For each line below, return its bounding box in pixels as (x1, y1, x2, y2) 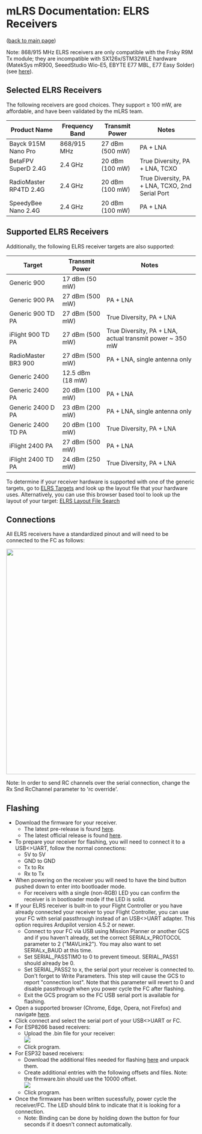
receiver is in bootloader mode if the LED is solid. (23, 896, 146, 903)
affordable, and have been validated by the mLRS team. (6, 107, 144, 115)
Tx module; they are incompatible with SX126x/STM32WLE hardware (6, 55, 177, 62)
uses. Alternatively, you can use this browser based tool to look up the (6, 491, 180, 498)
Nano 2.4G (9, 206, 40, 215)
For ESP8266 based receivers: (14, 1023, 91, 1031)
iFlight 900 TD (9, 330, 50, 339)
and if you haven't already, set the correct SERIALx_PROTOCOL (23, 934, 182, 942)
